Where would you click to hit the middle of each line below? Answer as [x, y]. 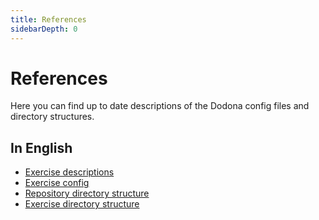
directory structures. [52, 117]
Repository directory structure [87, 193]
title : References [48, 19]
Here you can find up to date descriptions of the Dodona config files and [160, 106]
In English [41, 147]
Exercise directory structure [82, 204]
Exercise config [57, 183]
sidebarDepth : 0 [44, 29]
